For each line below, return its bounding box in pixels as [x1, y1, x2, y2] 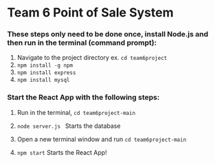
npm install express [16, 69, 76, 76]
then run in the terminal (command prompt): [7, 38, 157, 47]
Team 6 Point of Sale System [7, 5, 174, 21]
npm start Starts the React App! [16, 148, 108, 156]
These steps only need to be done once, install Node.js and [7, 30, 208, 39]
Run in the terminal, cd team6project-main [16, 108, 136, 116]
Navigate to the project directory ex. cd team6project [16, 54, 168, 62]
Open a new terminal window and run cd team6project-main [16, 135, 187, 143]
